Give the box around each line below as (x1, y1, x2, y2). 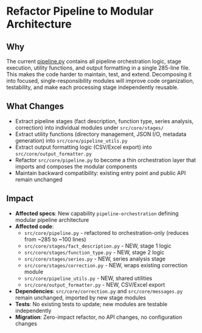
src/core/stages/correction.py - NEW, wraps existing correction (24, 261, 188, 269)
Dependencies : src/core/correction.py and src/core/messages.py (15, 287, 183, 295)
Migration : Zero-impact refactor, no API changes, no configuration (15, 313, 183, 321)
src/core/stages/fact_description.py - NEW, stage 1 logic (24, 242, 172, 249)
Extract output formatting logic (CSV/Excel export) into (15, 143, 152, 151)
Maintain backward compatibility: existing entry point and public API (15, 169, 186, 176)
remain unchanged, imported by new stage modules (15, 294, 146, 301)
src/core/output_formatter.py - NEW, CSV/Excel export (24, 281, 165, 288)
